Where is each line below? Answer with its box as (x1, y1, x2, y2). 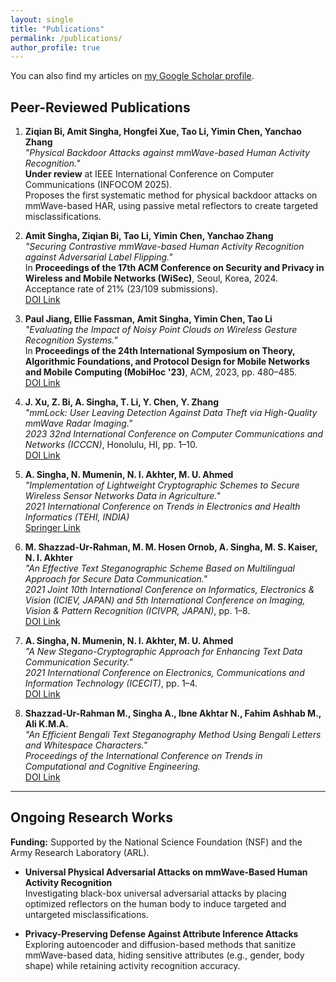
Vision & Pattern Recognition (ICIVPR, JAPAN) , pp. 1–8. (24, 605, 251, 617)
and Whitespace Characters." (24, 739, 148, 751)
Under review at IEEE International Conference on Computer (24, 168, 275, 180)
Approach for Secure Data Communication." (24, 573, 208, 585)
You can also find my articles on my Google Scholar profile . (10, 70, 255, 82)
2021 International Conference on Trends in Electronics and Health (24, 501, 301, 513)
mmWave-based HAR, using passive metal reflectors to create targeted (24, 200, 319, 212)
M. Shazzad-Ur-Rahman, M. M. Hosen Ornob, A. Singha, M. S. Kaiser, (24, 541, 318, 553)
